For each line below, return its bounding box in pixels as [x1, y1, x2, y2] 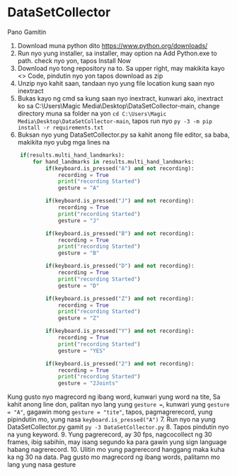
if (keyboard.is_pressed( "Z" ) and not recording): [45, 295, 195, 302]
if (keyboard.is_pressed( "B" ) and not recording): [45, 229, 195, 237]
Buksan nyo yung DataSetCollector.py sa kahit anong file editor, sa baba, [17, 130, 230, 139]
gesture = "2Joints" [57, 380, 119, 387]
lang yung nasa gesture [7, 460, 76, 469]
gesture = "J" [57, 217, 100, 224]
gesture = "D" [57, 282, 100, 289]
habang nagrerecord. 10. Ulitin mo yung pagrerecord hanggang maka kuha [7, 446, 225, 454]
